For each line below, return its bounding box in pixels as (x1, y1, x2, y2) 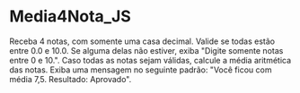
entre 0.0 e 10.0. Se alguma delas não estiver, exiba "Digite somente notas (9, 45, 284, 55)
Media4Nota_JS (9, 6, 132, 27)
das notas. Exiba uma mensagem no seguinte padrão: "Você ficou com (9, 64, 272, 75)
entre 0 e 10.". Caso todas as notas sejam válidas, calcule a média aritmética (9, 55, 292, 65)
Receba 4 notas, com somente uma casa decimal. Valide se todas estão (9, 36, 276, 46)
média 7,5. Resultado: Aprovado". (9, 73, 132, 84)
